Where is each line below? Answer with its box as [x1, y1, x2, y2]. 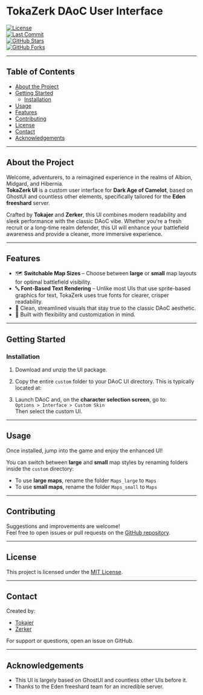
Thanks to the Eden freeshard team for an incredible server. [14, 683, 164, 690]
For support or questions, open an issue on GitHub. [6, 637, 134, 645]
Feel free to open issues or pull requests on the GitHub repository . [6, 529, 171, 536]
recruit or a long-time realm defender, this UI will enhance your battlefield [6, 224, 189, 231]
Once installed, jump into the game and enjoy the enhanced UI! [6, 446, 163, 454]
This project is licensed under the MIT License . [6, 568, 123, 575]
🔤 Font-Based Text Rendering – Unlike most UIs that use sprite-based [14, 285, 191, 292]
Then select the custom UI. [14, 408, 83, 415]
